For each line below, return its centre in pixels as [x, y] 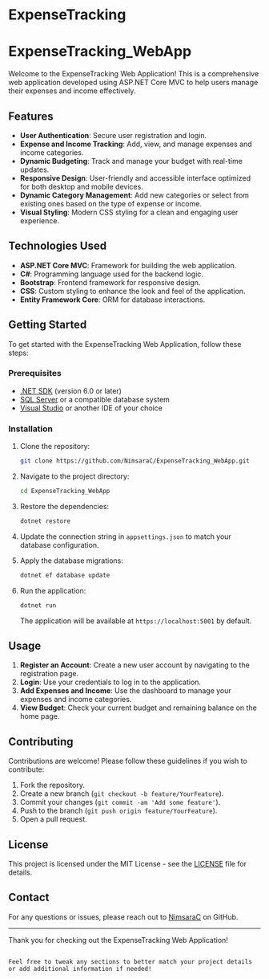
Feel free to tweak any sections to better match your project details [130, 961]
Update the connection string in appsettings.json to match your [126, 536]
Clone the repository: [55, 447]
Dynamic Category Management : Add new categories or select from [134, 195]
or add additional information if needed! [80, 969]
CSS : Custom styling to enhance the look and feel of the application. [132, 291]
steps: [18, 353]
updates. [34, 169]
